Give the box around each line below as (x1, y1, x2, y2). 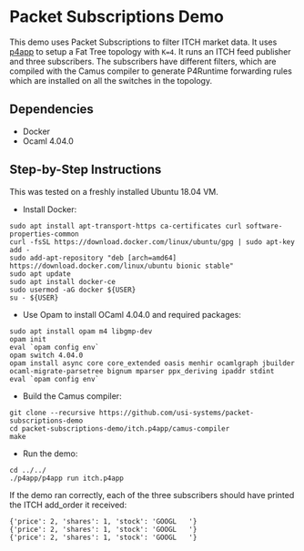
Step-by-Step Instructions (9, 162, 162, 178)
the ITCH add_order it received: (9, 499, 127, 510)
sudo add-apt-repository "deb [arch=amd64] (9, 253, 177, 262)
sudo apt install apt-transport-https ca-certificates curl (9, 221, 243, 230)
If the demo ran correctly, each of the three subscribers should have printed (9, 489, 295, 500)
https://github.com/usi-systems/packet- (98, 408, 255, 417)
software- (245, 221, 283, 230)
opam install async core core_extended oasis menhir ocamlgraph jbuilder (9, 358, 296, 368)
